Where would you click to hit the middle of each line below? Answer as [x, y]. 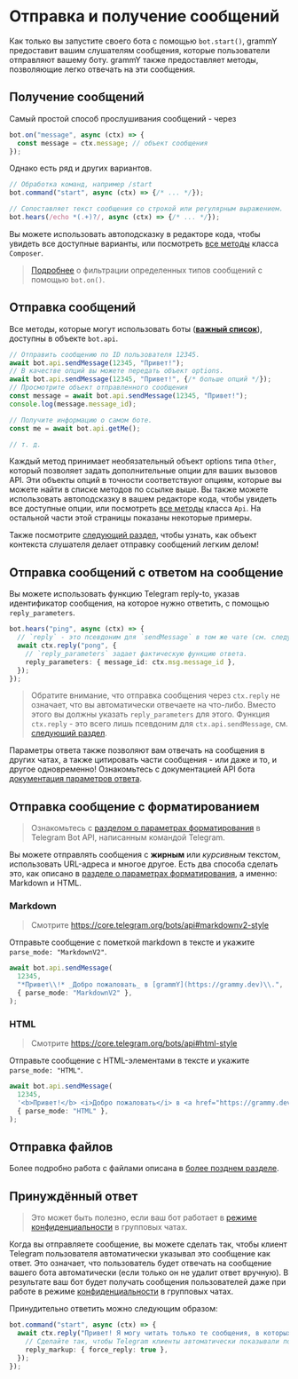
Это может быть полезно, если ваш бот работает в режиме [144, 1217]
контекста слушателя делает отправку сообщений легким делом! [134, 544]
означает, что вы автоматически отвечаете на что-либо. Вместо [153, 705]
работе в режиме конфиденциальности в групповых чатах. [121, 1292]
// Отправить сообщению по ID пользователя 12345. [105, 354]
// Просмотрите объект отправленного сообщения [99, 388]
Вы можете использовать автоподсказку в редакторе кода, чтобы [135, 234]
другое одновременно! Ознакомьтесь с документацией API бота [132, 769]
